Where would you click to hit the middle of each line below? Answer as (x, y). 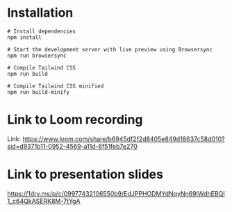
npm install (24, 37)
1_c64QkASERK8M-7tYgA (44, 201)
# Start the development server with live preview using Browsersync (110, 49)
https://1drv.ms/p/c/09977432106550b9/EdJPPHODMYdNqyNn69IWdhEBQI (116, 193)
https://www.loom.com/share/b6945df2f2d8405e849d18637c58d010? (124, 139)
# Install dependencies (42, 31)
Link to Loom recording (75, 120)
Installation (40, 13)
